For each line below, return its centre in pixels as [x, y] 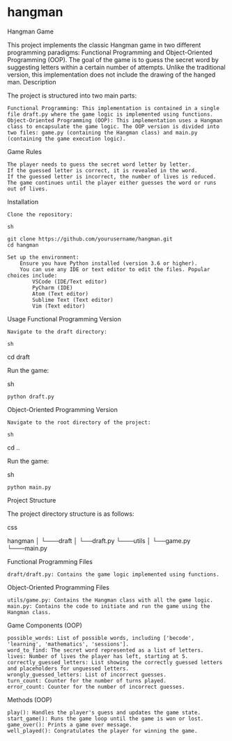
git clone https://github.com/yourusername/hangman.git [90, 239]
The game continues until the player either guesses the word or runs [112, 183]
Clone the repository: [40, 214]
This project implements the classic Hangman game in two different [104, 45]
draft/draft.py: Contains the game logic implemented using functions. [113, 574]
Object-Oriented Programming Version [63, 409]
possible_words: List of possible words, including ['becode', [101, 638]
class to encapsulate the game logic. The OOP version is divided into [113, 126]
